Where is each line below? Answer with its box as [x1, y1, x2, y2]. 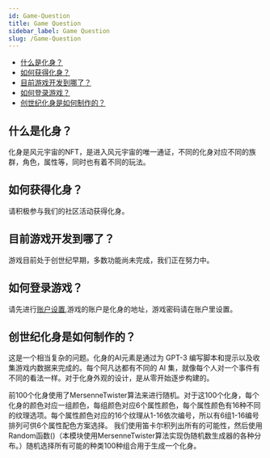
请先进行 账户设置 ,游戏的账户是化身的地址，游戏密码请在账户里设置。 [8, 304, 238, 314]
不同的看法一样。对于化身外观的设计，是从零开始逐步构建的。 [8, 373, 214, 383]
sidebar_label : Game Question [8, 27, 111, 35]
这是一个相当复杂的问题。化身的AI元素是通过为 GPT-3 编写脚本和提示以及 [8, 353, 253, 363]
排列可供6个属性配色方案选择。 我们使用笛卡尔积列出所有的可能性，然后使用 [8, 421, 263, 430]
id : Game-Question [8, 11, 70, 20]
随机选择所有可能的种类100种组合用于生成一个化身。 [25, 441, 201, 451]
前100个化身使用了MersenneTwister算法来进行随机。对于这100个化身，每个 [8, 390, 260, 401]
